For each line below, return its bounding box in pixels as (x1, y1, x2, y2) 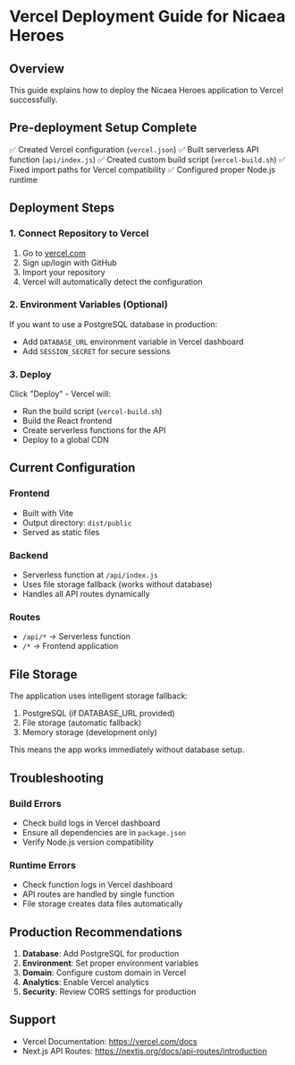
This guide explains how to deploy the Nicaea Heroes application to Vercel (9, 85, 283, 95)
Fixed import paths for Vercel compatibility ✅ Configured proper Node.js (9, 164, 275, 175)
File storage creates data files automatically (21, 898, 183, 909)
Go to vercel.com (21, 247, 87, 258)
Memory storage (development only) (21, 727, 158, 738)
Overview (9, 61, 65, 76)
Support (9, 1012, 56, 1027)
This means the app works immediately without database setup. (9, 744, 245, 755)
